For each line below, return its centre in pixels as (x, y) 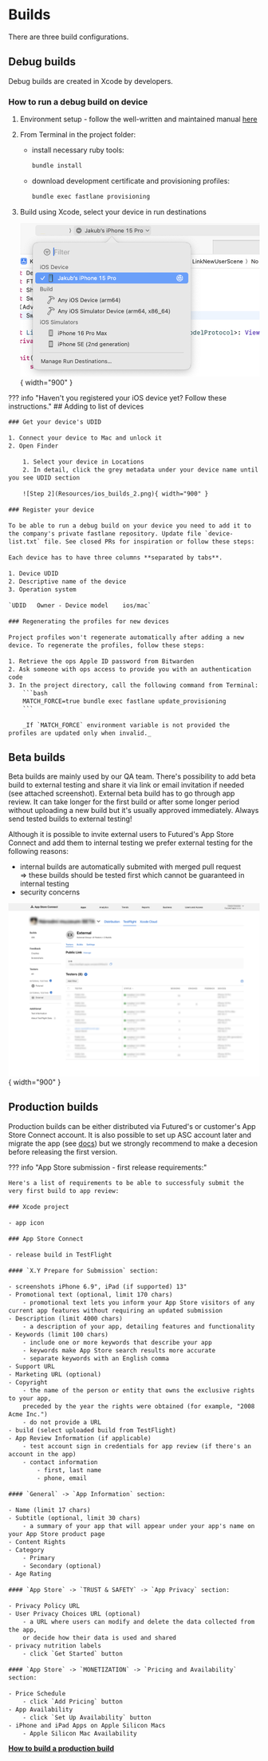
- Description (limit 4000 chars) (66, 1318)
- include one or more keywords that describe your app (118, 1342)
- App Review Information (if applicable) (80, 1438)
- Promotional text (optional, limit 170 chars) (91, 1294)
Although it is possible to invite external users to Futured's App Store (121, 835)
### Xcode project (39, 1206)
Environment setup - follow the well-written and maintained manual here (138, 119)
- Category (26, 1550)
